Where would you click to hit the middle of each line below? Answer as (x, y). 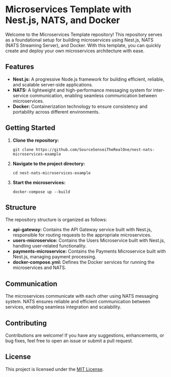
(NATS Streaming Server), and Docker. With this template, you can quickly (83, 45)
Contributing (26, 323)
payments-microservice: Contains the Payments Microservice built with (89, 251)
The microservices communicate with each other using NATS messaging (82, 296)
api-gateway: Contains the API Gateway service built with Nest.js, (82, 230)
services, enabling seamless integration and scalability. (63, 307)
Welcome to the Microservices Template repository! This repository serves (84, 34)
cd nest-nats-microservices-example (52, 173)
